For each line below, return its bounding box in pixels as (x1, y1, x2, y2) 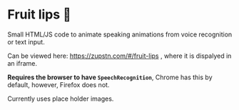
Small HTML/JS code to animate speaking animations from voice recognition (7, 30, 233, 39)
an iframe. (7, 59, 38, 67)
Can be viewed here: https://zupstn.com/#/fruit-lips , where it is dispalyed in (7, 51, 232, 60)
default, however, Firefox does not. (7, 80, 110, 89)
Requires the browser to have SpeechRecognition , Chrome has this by (7, 73, 213, 81)
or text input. (7, 37, 45, 46)
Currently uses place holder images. (7, 94, 114, 103)
